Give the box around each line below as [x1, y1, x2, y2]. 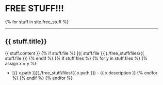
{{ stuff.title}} [5, 37, 47, 46]
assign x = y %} [5, 60, 37, 66]
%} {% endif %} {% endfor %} [12, 75, 73, 81]
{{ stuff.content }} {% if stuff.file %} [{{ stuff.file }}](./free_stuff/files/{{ [5, 50, 145, 56]
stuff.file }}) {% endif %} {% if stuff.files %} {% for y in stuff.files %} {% [5, 55, 148, 61]
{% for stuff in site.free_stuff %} [5, 19, 69, 25]
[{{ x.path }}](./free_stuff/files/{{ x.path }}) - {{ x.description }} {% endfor [12, 70, 158, 75]
